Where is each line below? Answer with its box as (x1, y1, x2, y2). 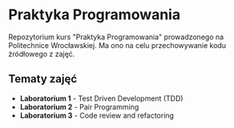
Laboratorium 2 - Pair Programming (19, 102, 139, 111)
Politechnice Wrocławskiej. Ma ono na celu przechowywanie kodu (8, 40, 227, 50)
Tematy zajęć (8, 72, 78, 86)
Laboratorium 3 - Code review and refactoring (19, 110, 175, 120)
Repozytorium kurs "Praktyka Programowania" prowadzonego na (8, 32, 224, 42)
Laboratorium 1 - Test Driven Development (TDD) (19, 94, 184, 103)
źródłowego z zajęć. (8, 49, 75, 58)
